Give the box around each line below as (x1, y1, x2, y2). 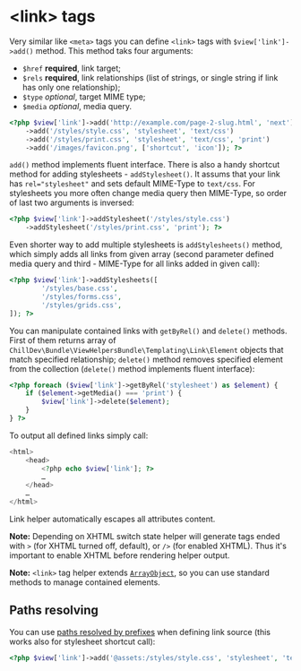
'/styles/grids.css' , (41, 300, 123, 310)
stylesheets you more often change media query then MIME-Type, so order (9, 188, 287, 199)
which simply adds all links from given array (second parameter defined (9, 249, 275, 260)
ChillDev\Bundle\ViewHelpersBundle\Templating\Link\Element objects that (9, 344, 284, 355)
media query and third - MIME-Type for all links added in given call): (9, 258, 261, 270)
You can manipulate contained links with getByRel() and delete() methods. (9, 325, 288, 336)
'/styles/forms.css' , (41, 292, 123, 301)
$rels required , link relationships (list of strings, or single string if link (21, 72, 279, 82)
